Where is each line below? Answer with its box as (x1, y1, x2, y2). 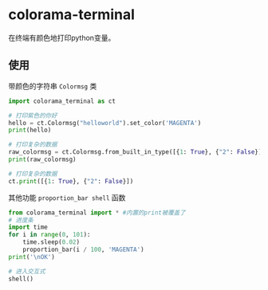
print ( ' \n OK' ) (8, 253, 56, 261)
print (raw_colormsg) (8, 155, 77, 163)
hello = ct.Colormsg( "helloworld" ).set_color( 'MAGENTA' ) (8, 119, 202, 127)
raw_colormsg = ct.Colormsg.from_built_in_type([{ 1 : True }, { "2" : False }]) (8, 148, 266, 156)
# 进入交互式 (8, 267, 45, 276)
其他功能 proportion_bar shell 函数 (8, 193, 126, 202)
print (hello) (8, 126, 52, 135)
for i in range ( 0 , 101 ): (8, 231, 91, 239)
